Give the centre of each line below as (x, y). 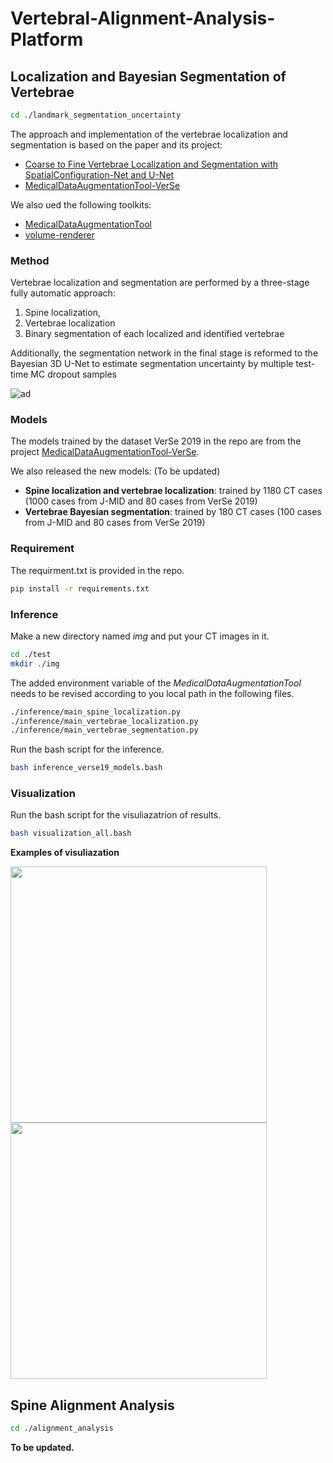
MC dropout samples (73, 374)
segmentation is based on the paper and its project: (116, 144)
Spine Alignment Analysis (92, 1405)
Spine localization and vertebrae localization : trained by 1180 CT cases (173, 491)
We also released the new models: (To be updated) (115, 471)
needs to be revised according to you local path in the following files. (152, 693)
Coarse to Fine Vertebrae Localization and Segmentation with (151, 164)
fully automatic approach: (63, 293)
